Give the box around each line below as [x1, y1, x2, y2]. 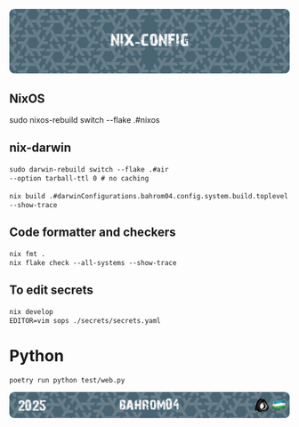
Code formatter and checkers [9, 225, 176, 240]
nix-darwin [9, 141, 72, 156]
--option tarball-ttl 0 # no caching [9, 173, 149, 182]
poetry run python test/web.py [9, 376, 125, 385]
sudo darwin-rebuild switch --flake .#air [9, 165, 169, 173]
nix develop [9, 307, 53, 316]
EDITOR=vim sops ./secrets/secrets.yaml [9, 316, 162, 325]
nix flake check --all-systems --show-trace [9, 258, 177, 267]
